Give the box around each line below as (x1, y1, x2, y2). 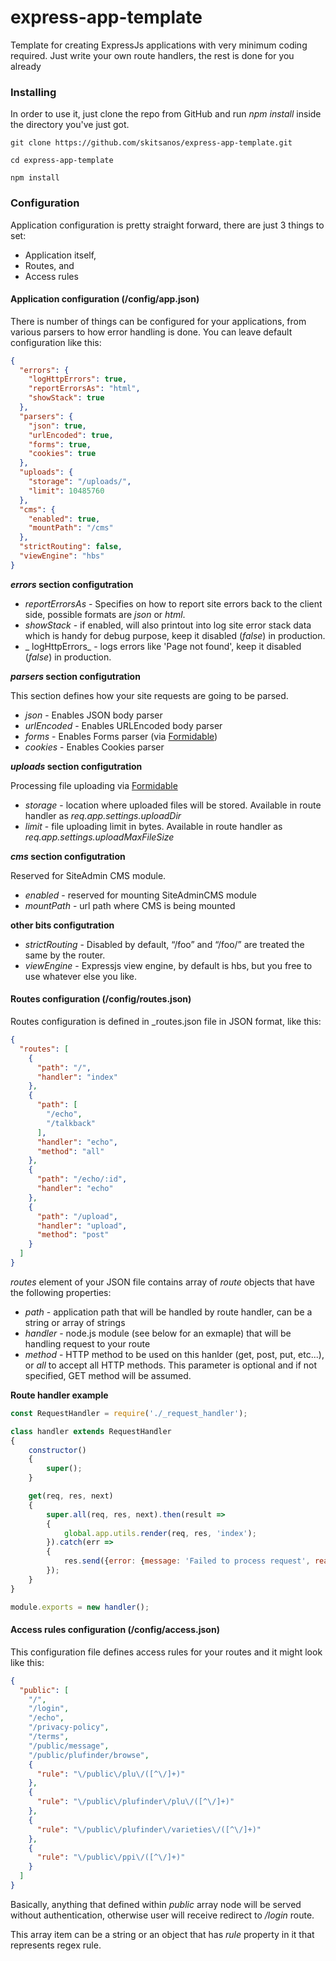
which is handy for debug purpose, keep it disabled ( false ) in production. (24, 629, 326, 641)
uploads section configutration (10, 760, 143, 772)
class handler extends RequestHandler (10, 1426, 172, 1436)
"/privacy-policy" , (28, 1722, 110, 1733)
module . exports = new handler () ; (10, 1602, 150, 1612)
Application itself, (24, 249, 97, 261)
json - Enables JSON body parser (24, 709, 163, 721)
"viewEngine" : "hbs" (19, 551, 105, 561)
